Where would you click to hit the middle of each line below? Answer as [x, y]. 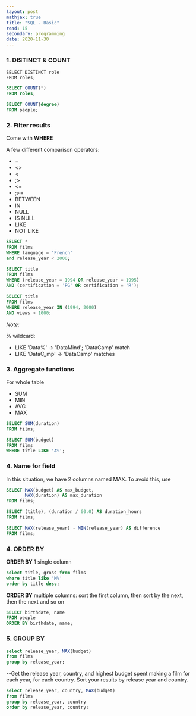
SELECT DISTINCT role [33, 73]
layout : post [22, 12]
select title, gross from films [46, 573]
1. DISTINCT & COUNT [38, 60]
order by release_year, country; [48, 707]
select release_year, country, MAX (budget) [61, 691]
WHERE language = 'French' [39, 253]
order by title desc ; [33, 584]
